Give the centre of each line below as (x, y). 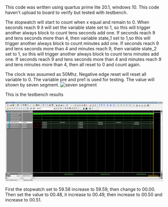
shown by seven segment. (32, 85)
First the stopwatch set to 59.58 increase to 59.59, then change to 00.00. (80, 190)
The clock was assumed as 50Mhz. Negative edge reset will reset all (76, 74)
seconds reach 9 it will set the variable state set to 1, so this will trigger (78, 27)
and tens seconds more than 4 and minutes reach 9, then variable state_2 (81, 49)
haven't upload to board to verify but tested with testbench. (66, 12)
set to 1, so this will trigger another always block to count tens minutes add (82, 54)
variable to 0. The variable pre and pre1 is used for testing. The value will (80, 80)
